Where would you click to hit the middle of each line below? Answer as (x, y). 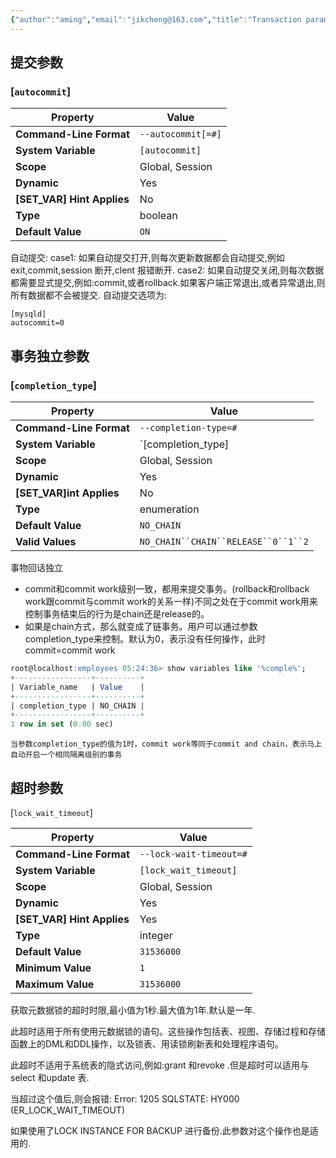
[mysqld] (28, 314)
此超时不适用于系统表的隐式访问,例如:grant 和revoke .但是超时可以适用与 (159, 1065)
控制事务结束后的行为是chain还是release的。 (117, 614)
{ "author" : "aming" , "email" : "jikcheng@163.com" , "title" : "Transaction (156, 19)
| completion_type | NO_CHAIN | (77, 706)
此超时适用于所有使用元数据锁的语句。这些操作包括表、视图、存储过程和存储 (168, 1031)
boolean (158, 216)
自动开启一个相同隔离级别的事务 (66, 755)
